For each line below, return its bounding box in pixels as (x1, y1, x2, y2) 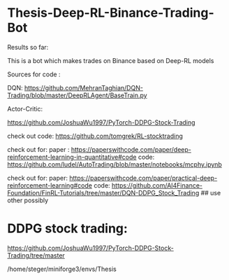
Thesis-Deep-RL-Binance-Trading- (7, 5, 214, 21)
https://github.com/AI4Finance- (111, 181, 203, 190)
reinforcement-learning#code (7, 181, 93, 190)
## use (200, 188, 221, 197)
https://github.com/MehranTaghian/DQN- (24, 83, 143, 92)
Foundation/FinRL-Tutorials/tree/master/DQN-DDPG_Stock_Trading (7, 188, 200, 197)
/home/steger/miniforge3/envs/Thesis (7, 265, 117, 273)
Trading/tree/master (7, 251, 65, 260)
